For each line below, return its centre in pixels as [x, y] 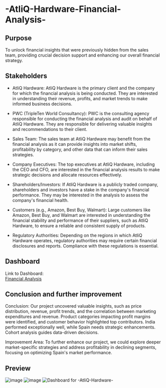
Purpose [19, 38]
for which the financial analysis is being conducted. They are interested [85, 93]
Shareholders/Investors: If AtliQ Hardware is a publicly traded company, [85, 184]
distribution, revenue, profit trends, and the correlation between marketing [81, 312]
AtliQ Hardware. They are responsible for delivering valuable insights [82, 124]
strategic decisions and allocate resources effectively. [67, 175]
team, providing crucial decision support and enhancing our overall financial [83, 55]
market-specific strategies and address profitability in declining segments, [81, 347]
